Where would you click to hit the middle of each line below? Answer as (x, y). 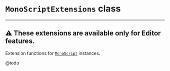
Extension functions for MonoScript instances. (53, 53)
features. (20, 41)
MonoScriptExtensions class (63, 9)
